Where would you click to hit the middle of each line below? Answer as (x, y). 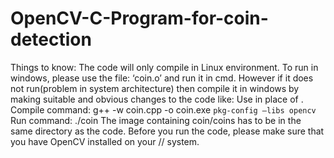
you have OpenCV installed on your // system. (105, 141)
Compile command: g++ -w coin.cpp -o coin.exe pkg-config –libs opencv (163, 109)
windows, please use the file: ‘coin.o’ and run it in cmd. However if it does (162, 78)
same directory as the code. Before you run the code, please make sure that (167, 131)
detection (51, 39)
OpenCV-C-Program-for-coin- (139, 18)
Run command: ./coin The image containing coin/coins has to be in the (156, 120)
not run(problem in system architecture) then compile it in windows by (155, 88)
